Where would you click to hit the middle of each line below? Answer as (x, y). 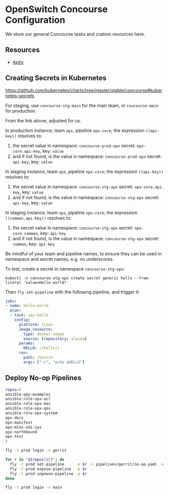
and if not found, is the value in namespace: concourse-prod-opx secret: (87, 156)
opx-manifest (19, 422)
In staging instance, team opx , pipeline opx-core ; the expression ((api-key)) (84, 171)
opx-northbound (21, 432)
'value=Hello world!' (46, 282)
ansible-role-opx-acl (28, 399)
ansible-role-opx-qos (28, 409)
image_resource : (36, 329)
